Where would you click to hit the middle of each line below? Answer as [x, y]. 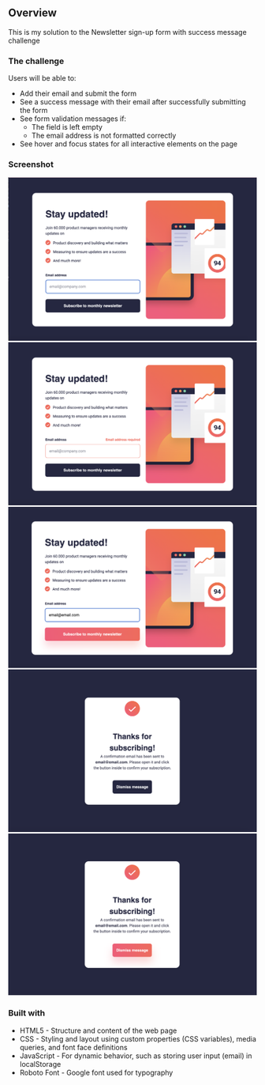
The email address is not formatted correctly [104, 136]
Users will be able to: [42, 78]
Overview [33, 13]
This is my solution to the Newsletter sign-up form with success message [127, 32]
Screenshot [31, 164]
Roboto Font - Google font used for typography [96, 1072]
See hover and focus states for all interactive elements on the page [129, 144]
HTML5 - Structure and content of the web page [98, 1030]
